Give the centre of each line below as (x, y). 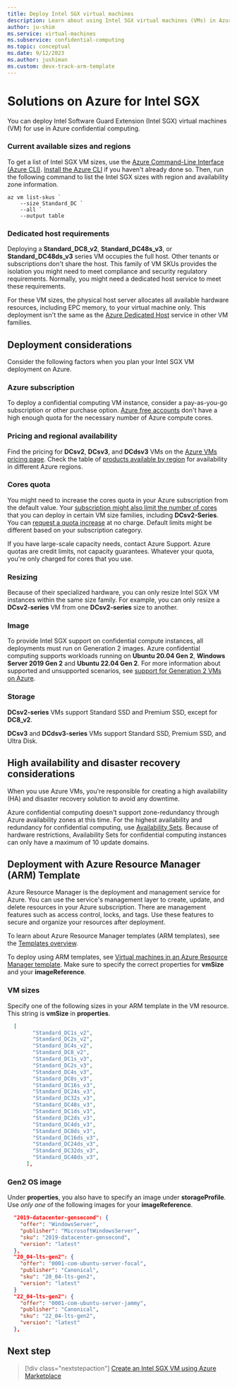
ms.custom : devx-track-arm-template (61, 66)
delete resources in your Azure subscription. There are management (107, 907)
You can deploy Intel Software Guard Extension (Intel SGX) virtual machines (117, 121)
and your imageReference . (47, 972)
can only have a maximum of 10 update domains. (78, 842)
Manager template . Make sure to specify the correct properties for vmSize (116, 964)
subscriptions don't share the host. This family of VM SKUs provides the (112, 264)
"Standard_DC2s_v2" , (63, 1039)
